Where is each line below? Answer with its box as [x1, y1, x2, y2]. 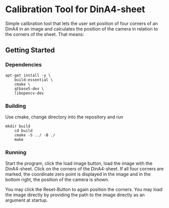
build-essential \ [14, 77, 53, 82]
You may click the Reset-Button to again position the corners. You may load [5, 187, 163, 193]
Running [5, 148, 27, 156]
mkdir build [5, 124, 30, 129]
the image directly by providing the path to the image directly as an [5, 192, 145, 198]
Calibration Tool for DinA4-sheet [5, 4, 145, 15]
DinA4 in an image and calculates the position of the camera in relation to [5, 25, 158, 32]
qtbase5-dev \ [14, 86, 44, 91]
